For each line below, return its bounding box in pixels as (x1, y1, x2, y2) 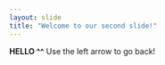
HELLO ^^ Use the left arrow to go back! (9, 45, 156, 56)
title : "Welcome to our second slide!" (9, 21, 158, 30)
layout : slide (9, 12, 62, 22)
